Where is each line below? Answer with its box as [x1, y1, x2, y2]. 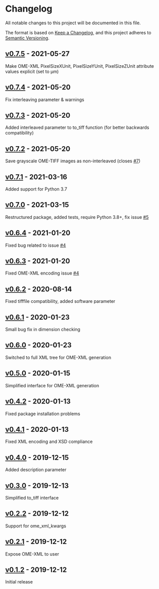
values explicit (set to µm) [5, 68, 59, 74]
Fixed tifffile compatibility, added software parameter [5, 298, 116, 304]
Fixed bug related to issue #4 [5, 242, 66, 248]
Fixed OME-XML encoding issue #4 [5, 270, 79, 276]
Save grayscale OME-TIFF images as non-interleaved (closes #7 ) [5, 158, 141, 164]
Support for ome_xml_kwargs [5, 523, 67, 529]
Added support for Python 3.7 [5, 186, 67, 192]
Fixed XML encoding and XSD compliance [5, 438, 93, 445]
